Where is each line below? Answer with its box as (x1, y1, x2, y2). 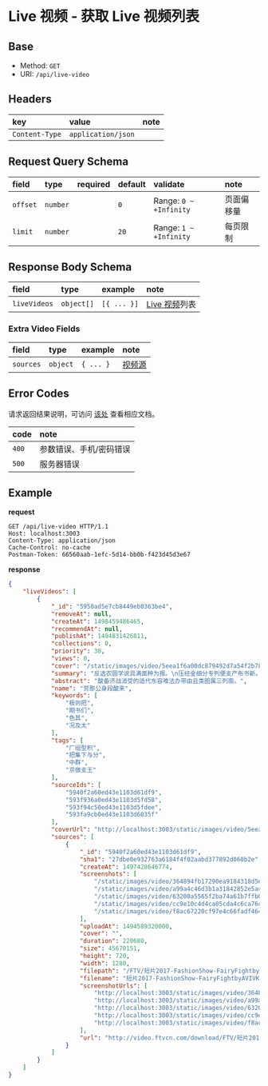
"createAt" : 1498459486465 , (50, 617, 145, 625)
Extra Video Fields (8, 323, 81, 334)
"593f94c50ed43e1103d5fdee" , (65, 803, 162, 812)
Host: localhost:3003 (8, 529, 81, 538)
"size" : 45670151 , (79, 944, 141, 952)
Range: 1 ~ (153, 222, 195, 233)
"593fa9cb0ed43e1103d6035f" (65, 811, 159, 819)
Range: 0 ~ (153, 195, 195, 206)
